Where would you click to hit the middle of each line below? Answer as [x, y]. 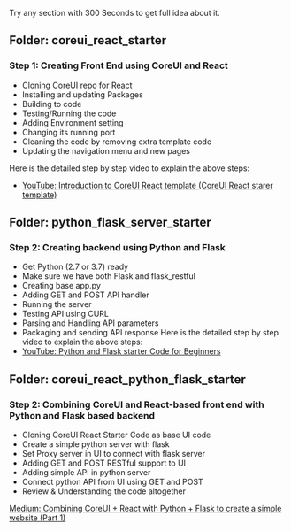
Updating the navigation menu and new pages [106, 150]
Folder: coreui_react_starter [88, 40]
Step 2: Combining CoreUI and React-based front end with [137, 404]
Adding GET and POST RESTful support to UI [104, 463]
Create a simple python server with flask [96, 444]
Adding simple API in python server [86, 473]
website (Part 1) [38, 518]
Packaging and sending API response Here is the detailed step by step [150, 333]
